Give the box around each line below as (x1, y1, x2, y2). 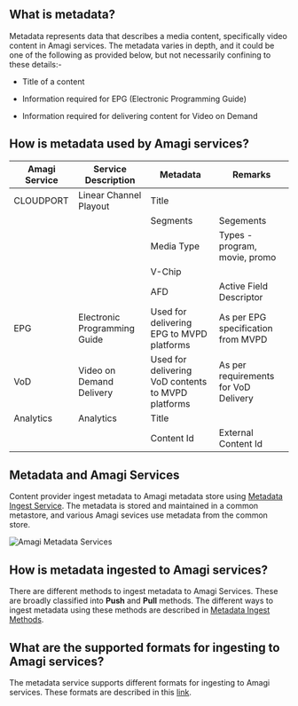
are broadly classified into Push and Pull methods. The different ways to (9, 595, 273, 607)
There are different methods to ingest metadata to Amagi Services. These (9, 586, 278, 597)
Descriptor (218, 290, 263, 303)
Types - (218, 228, 253, 241)
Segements (218, 214, 267, 226)
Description (84, 173, 136, 186)
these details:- (9, 59, 62, 69)
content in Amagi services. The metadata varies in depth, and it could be (9, 40, 275, 51)
